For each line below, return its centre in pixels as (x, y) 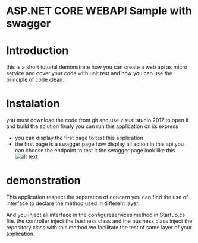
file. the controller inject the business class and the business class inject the (99, 221)
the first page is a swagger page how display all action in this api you (99, 144)
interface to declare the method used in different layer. (73, 203)
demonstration (44, 180)
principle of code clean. (35, 80)
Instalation (33, 103)
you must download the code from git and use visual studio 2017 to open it (98, 120)
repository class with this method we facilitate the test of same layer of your (99, 227)
